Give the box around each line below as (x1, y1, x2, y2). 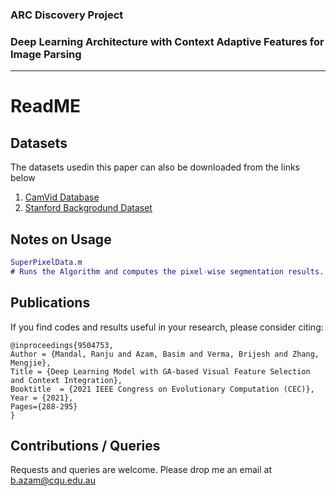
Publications (10, 294, 91, 312)
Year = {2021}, (10, 393, 74, 403)
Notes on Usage (10, 231, 112, 248)
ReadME (10, 95, 81, 118)
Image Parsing (10, 47, 82, 61)
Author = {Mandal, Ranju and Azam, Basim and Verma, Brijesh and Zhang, (10, 349, 320, 359)
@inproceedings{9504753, (10, 340, 114, 350)
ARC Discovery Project (10, 8, 124, 22)
